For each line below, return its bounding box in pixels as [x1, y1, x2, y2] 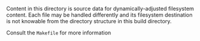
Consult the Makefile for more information [6, 29, 112, 36]
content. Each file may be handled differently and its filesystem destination [6, 11, 193, 18]
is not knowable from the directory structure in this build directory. [6, 18, 172, 24]
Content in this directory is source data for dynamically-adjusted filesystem [6, 5, 195, 12]
